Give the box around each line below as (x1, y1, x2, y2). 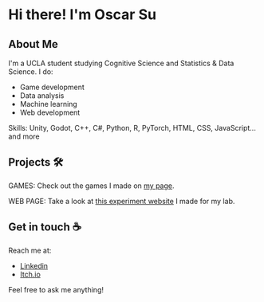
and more (8, 131, 40, 141)
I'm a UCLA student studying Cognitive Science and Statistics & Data (8, 58, 234, 68)
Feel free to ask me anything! (8, 284, 104, 294)
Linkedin (19, 261, 49, 270)
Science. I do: (8, 67, 53, 76)
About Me (8, 37, 58, 51)
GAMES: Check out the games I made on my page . (8, 181, 175, 190)
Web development (19, 108, 81, 117)
